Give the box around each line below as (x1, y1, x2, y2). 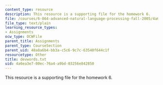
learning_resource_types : (5, 25, 57, 30)
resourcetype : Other (5, 52, 47, 57)
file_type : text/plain (5, 20, 51, 26)
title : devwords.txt (5, 57, 47, 62)
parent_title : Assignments (5, 39, 60, 44)
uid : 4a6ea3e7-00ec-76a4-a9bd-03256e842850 (5, 61, 95, 66)
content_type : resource (5, 7, 53, 12)
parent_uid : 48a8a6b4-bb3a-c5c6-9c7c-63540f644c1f (5, 48, 110, 52)
